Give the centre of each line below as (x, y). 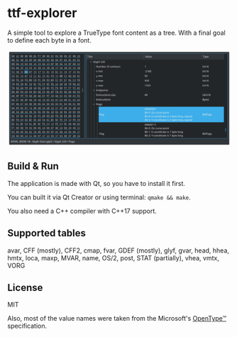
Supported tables (47, 233)
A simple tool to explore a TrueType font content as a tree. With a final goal (116, 33)
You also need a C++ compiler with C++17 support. (82, 211)
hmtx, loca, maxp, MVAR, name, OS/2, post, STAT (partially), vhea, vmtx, (114, 258)
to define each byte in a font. (50, 40)
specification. (27, 326)
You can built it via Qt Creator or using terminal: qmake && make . (99, 197)
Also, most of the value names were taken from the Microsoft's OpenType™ (117, 319)
